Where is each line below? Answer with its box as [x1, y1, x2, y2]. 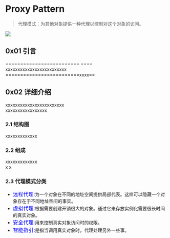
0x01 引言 [5, 47, 37, 55]
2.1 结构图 [5, 121, 30, 128]
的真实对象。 [12, 212, 40, 219]
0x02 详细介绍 [5, 88, 51, 96]
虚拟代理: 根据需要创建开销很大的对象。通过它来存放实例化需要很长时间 [12, 205, 165, 212]
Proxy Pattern [5, 3, 65, 15]
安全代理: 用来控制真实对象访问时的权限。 [12, 219, 102, 226]
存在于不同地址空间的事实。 [17, 198, 76, 204]
